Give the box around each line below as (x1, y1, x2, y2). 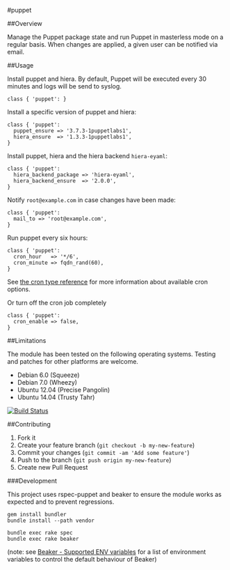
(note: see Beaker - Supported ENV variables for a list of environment (7, 548, 206, 556)
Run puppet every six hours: (7, 233, 88, 242)
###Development (7, 477, 57, 485)
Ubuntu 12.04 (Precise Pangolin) (17, 386, 110, 394)
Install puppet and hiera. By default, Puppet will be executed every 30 (7, 75, 207, 83)
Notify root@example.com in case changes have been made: (7, 196, 176, 204)
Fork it (17, 433, 36, 442)
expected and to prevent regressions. (7, 498, 115, 506)
